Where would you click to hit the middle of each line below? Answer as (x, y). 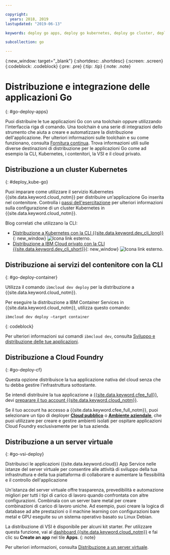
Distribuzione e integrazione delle (78, 87)
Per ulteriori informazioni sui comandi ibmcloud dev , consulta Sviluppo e (80, 336)
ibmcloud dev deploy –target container (47, 317)
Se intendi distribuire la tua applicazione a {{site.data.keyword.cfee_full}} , (82, 395)
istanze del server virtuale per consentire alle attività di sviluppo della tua (81, 469)
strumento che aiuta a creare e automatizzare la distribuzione (69, 132)
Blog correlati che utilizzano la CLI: (41, 223)
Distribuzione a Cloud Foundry (54, 358)
